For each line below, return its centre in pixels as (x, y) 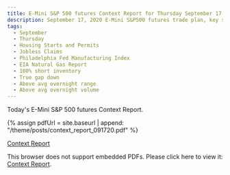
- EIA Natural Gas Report (50, 65)
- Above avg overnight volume (56, 90)
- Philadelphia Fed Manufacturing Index (72, 58)
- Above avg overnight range (55, 84)
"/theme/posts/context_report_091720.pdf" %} (73, 130)
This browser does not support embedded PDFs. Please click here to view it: (115, 157)
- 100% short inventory (47, 71)
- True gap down (36, 77)
